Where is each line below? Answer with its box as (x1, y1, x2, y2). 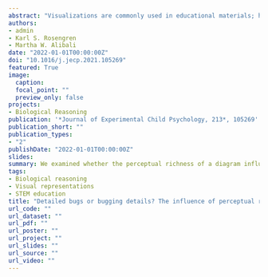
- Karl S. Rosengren (8, 34, 77, 42)
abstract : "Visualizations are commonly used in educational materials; (8, 11, 255, 20)
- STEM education (8, 189, 66, 198)
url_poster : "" (8, 227, 59, 235)
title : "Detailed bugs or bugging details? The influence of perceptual (8, 197, 255, 205)
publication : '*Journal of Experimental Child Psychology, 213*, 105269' (8, 116, 259, 124)
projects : (8, 101, 41, 109)
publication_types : (8, 130, 73, 138)
